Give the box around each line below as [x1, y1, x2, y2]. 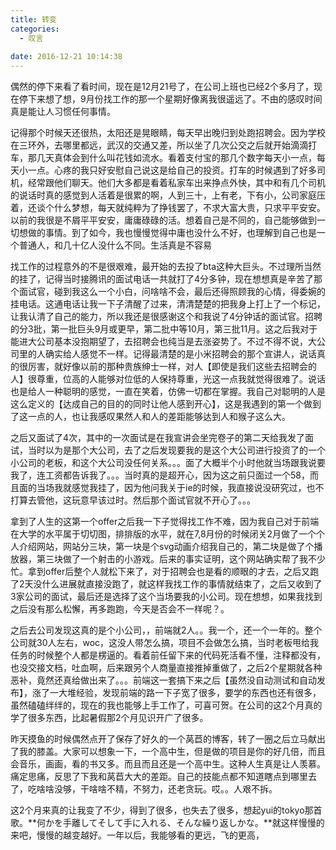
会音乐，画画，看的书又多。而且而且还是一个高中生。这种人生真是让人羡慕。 [10, 758, 326, 770]
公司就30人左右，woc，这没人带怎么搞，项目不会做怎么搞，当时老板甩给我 [10, 637, 320, 649]
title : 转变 [10, 14, 57, 25]
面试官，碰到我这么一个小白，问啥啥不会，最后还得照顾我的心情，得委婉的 [18, 286, 326, 298]
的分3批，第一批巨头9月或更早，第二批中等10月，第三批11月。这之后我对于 [10, 323, 318, 335]
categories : [10, 24, 60, 34]
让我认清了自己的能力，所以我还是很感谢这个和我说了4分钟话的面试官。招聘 [10, 311, 323, 323]
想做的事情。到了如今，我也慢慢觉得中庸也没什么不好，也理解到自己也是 [18, 227, 317, 239]
